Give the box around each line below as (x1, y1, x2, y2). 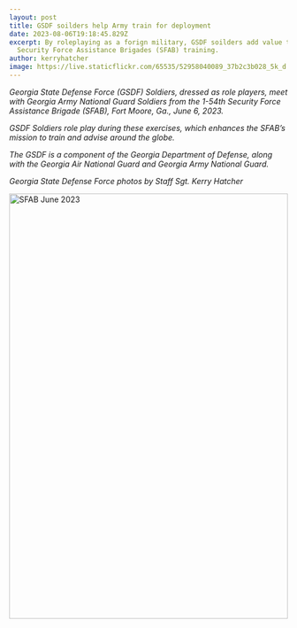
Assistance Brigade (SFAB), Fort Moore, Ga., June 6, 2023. (9, 105, 224, 116)
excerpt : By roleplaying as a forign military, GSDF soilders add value (9, 37, 283, 47)
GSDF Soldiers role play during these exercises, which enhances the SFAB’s (9, 122, 286, 133)
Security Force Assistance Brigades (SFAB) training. (17, 46, 219, 55)
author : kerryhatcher (9, 54, 89, 63)
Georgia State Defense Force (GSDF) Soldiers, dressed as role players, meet (9, 86, 288, 97)
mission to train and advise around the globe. (9, 132, 175, 143)
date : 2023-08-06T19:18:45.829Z (9, 29, 128, 38)
